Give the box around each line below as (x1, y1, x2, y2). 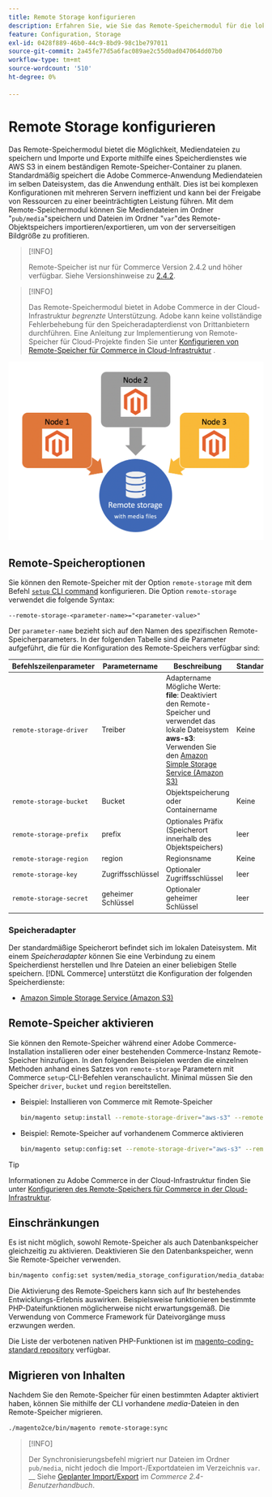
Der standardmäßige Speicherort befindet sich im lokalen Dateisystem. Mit (8, 943, 257, 953)
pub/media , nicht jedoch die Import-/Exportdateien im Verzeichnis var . (28, 1463, 261, 1473)
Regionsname (165, 853, 212, 863)
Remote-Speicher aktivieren (8, 1017, 154, 1030)
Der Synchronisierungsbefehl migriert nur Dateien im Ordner (28, 1455, 230, 1464)
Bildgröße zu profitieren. (8, 230, 90, 240)
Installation (8, 1047, 45, 1056)
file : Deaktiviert (165, 690, 217, 700)
